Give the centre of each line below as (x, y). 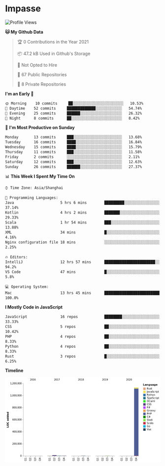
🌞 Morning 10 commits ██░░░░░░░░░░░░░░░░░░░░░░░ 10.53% (74, 103)
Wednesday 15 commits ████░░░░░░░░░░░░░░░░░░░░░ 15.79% (73, 147)
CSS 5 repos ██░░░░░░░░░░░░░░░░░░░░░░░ (82, 326)
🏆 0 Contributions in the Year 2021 (53, 42)
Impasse (23, 9)
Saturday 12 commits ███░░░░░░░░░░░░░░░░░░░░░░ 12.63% (73, 162)
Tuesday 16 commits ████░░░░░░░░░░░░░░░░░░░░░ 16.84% (73, 142)
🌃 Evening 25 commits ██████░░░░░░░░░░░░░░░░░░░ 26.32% (73, 113)
